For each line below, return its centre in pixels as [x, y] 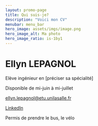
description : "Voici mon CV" [36, 19]
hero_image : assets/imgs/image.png [43, 29]
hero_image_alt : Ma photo [33, 34]
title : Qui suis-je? [27, 15]
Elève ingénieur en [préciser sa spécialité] [49, 78]
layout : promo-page [26, 10]
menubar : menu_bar [25, 24]
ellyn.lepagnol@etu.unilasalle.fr [38, 98]
